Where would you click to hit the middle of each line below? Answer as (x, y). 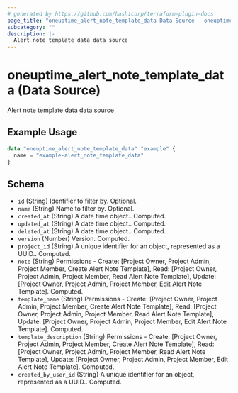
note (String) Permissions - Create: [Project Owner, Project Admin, (114, 261)
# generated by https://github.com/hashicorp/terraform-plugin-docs (110, 14)
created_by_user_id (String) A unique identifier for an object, (106, 375)
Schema (26, 184)
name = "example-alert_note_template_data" (79, 155)
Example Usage (42, 132)
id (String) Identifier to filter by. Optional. (77, 201)
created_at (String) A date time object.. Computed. (92, 216)
